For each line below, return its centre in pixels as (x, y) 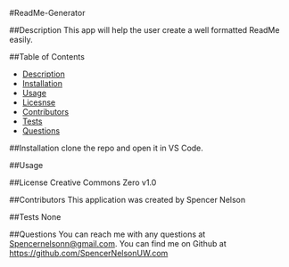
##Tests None (35, 217)
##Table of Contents (47, 57)
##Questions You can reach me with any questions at (107, 234)
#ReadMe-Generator (47, 13)
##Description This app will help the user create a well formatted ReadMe (144, 30)
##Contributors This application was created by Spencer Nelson (128, 200)
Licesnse (39, 102)
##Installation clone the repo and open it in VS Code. (106, 148)
